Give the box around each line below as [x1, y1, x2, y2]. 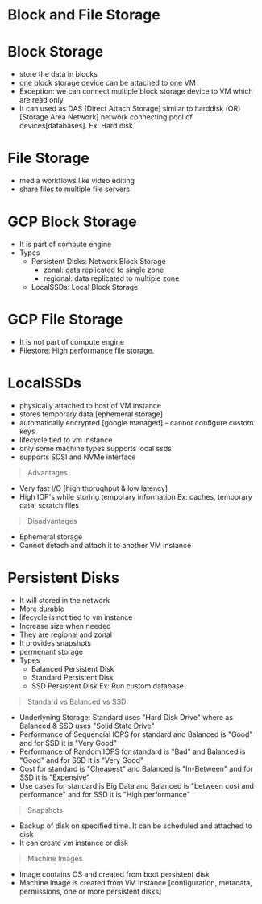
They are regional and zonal [19, 630, 112, 639]
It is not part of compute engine [19, 337, 125, 346]
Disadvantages [27, 516, 77, 525]
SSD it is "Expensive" [19, 772, 90, 782]
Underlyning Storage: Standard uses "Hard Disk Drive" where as [19, 712, 234, 722]
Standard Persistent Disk [31, 672, 114, 682]
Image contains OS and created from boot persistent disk [19, 869, 210, 879]
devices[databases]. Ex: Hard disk [19, 121, 134, 131]
